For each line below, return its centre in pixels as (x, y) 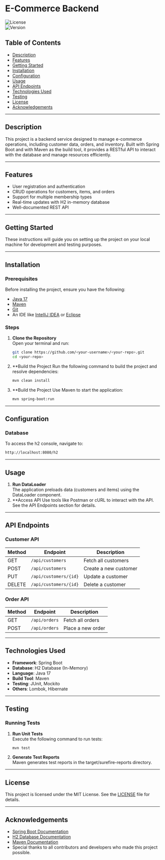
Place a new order (84, 628)
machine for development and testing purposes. (54, 245)
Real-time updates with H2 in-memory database (61, 202)
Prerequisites (21, 278)
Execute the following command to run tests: (57, 739)
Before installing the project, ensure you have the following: (65, 289)
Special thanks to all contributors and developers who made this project (85, 847)
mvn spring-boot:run (33, 399)
